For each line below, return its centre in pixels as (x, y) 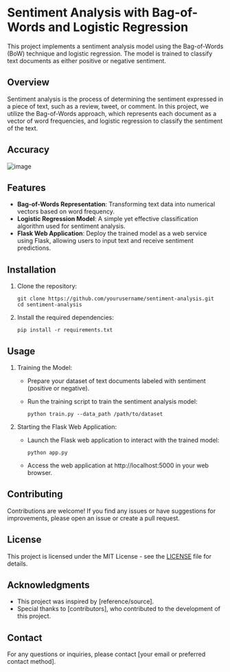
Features (26, 188)
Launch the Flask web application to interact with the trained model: (123, 440)
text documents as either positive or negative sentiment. (87, 60)
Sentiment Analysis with (78, 13)
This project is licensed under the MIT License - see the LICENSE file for (109, 556)
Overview (28, 83)
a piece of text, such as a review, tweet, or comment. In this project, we (108, 106)
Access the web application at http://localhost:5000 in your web (118, 465)
